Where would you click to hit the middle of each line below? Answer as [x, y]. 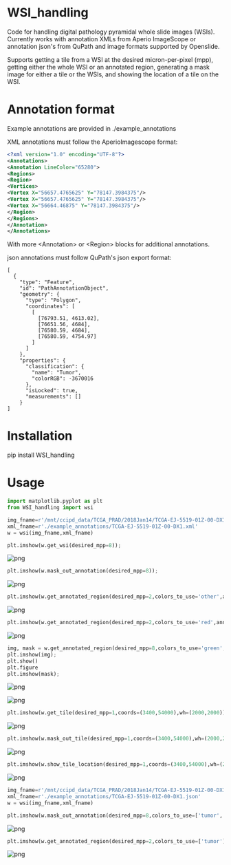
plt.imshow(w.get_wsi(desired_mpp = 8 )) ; [64, 545]
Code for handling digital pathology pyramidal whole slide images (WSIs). [111, 32]
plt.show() [23, 661]
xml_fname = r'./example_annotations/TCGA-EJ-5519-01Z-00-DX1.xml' [102, 526]
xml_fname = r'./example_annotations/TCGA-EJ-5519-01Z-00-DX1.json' [104, 796]
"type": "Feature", [47, 282]
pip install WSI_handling [41, 455]
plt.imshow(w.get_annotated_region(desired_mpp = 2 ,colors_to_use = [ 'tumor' [115, 841]
